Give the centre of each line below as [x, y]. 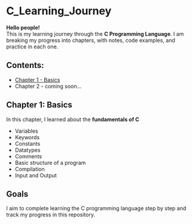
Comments [28, 156]
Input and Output [36, 175]
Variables [26, 131]
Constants [28, 143]
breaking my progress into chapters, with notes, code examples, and [91, 40]
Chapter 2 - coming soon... [48, 86]
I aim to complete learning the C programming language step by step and [96, 208]
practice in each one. [32, 47]
